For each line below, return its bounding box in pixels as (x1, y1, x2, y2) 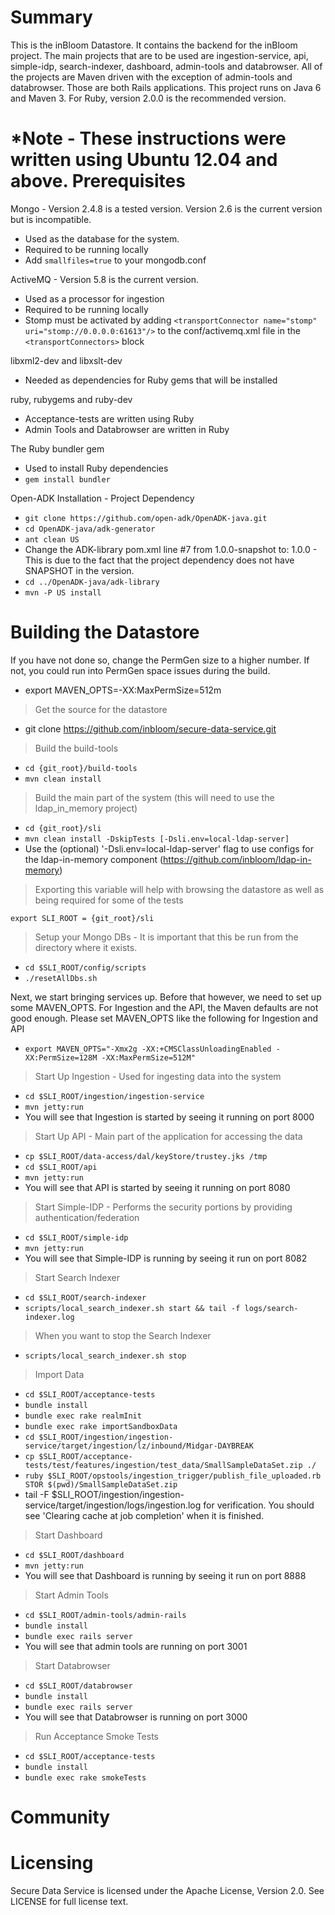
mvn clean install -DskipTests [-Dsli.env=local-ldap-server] (24, 834, 290, 844)
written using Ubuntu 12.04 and (10, 149, 278, 171)
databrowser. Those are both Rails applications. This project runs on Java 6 (10, 81, 322, 93)
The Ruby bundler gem (10, 442, 105, 455)
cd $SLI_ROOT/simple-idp (24, 1232, 129, 1243)
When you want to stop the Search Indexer (34, 1329, 212, 1341)
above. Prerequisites (10, 170, 186, 193)
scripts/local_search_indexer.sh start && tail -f (24, 1303, 241, 1313)
